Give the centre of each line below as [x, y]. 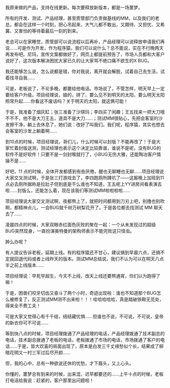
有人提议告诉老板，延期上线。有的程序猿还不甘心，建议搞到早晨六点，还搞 [83, 253]
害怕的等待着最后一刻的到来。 [50, 31]
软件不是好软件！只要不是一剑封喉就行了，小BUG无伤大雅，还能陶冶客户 [81, 154]
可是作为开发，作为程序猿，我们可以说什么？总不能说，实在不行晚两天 [91, 48]
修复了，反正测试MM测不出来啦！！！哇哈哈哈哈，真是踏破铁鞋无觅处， [89, 299]
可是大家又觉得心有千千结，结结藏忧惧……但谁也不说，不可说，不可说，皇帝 [84, 316]
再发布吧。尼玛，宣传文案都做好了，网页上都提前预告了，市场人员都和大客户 [85, 54]
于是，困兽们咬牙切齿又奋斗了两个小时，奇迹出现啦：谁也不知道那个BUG [81, 293]
